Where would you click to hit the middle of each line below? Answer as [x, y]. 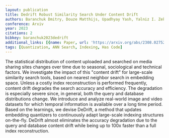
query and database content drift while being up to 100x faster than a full [81, 125]
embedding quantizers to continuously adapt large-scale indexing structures [84, 115]
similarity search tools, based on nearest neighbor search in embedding [80, 77]
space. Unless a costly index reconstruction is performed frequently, [76, 83]
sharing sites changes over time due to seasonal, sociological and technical [83, 67]
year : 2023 [17, 29]
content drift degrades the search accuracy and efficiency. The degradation [84, 88]
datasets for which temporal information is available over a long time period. [84, 104]
